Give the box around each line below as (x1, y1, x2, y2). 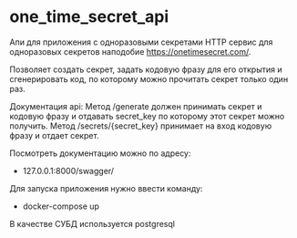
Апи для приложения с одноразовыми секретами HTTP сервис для (9, 36, 273, 47)
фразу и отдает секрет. (9, 129, 99, 140)
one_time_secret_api (9, 6, 169, 27)
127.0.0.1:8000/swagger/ (22, 165, 115, 176)
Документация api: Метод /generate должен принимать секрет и (9, 100, 262, 111)
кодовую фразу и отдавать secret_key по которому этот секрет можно (9, 110, 285, 121)
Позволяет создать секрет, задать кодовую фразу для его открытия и (9, 64, 282, 75)
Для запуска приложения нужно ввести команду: (9, 182, 203, 193)
